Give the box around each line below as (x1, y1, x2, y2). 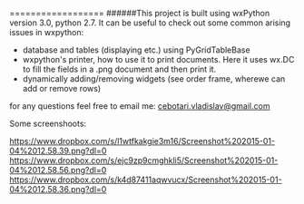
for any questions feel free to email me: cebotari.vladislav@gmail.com (9, 101, 270, 112)
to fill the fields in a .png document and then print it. (22, 63, 217, 74)
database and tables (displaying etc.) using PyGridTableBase (22, 44, 251, 55)
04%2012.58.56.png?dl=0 (9, 165, 107, 175)
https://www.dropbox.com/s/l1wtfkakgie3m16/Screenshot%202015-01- (9, 136, 275, 146)
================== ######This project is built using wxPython (9, 8, 270, 18)
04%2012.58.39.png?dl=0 (9, 145, 107, 156)
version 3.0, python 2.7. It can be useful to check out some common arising (9, 17, 291, 28)
